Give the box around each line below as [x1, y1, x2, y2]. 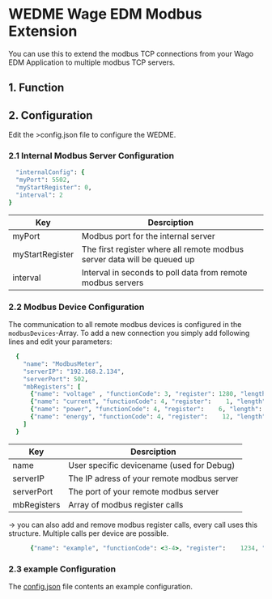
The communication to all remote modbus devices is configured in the [8, 320, 242, 329]
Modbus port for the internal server [81, 230, 216, 241]
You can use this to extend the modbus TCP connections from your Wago [8, 49, 253, 58]
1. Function [8, 81, 65, 95]
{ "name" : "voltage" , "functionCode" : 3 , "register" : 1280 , [29, 390, 237, 398]
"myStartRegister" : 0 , [15, 184, 92, 192]
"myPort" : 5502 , [15, 176, 70, 185]
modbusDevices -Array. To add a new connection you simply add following [8, 329, 250, 338]
